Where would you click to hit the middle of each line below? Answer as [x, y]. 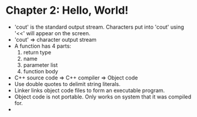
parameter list [41, 65]
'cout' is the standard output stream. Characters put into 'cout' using [99, 27]
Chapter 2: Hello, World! [67, 10]
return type [37, 52]
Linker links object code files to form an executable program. [89, 90]
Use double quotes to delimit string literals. [67, 84]
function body [41, 71]
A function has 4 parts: [43, 46]
